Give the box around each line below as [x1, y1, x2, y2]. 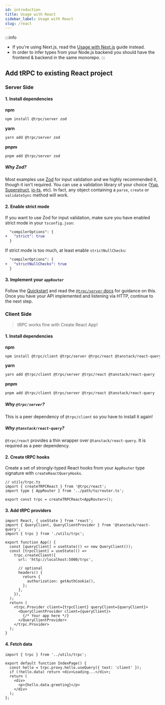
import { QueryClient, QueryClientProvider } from [5, 523, 111, 528]
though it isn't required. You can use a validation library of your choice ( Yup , [5, 182, 160, 188]
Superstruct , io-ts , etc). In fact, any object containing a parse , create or [5, 187, 149, 193]
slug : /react [5, 21, 32, 26]
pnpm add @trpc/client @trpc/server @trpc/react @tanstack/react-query [5, 391, 155, 395]
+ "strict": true [5, 234, 45, 239]
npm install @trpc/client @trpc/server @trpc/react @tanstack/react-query [5, 353, 162, 358]
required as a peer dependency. [5, 443, 70, 449]
